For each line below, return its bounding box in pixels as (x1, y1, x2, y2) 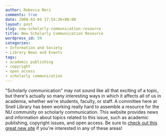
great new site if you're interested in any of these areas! (5, 125, 123, 131)
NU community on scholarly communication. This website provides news (5, 109, 158, 115)
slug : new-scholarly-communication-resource (5, 26, 101, 31)
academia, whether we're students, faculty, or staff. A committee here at (5, 98, 157, 104)
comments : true (5, 12, 38, 17)
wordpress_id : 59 (5, 36, 42, 41)
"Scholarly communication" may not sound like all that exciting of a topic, (5, 87, 159, 93)
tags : (5, 54, 17, 60)
